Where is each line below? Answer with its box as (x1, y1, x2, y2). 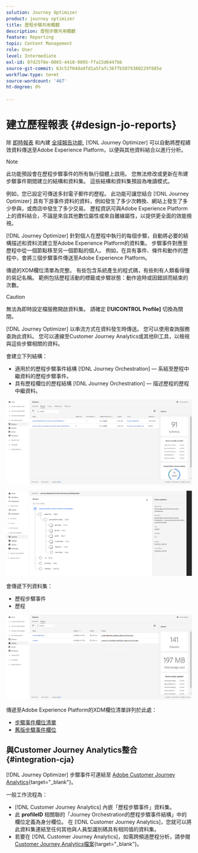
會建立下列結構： (6, 353, 48, 360)
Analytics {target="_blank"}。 (6, 778, 77, 785)
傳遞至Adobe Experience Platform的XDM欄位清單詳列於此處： (6, 706, 157, 713)
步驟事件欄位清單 (14, 719, 57, 726)
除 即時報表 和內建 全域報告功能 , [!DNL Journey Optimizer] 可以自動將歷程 (6, 139, 186, 146)
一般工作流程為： (6, 791, 48, 798)
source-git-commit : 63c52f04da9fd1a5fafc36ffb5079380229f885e (6, 65, 162, 71)
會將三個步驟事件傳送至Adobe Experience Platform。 (21, 254, 150, 261)
